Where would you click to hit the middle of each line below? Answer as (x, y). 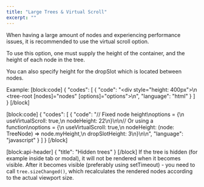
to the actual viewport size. (40, 177)
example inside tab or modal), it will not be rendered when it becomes (93, 158)
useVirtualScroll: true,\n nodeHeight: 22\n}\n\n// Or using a (80, 121)
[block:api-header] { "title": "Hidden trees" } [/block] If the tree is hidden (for (102, 152)
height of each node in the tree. (46, 59)
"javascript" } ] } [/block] (37, 140)
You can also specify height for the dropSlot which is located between (94, 71)
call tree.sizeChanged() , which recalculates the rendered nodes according (100, 171)
